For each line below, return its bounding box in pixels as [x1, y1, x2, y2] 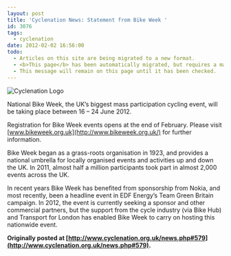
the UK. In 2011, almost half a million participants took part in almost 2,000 [7, 163, 217, 171]
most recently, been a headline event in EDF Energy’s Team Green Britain [7, 191, 214, 200]
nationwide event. [7, 220, 58, 228]
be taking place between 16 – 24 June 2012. [7, 107, 132, 116]
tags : [7, 29, 23, 36]
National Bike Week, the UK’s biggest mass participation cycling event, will [7, 100, 218, 108]
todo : [7, 49, 23, 56]
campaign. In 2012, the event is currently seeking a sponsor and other [7, 198, 206, 206]
